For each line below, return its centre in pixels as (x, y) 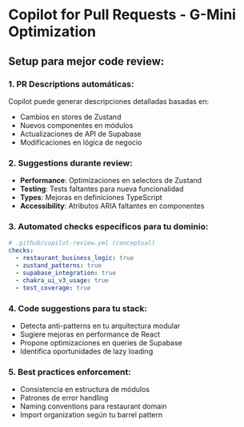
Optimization (52, 32)
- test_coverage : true (53, 288)
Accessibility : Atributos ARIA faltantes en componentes (112, 206)
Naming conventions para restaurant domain (93, 406)
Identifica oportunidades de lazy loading (86, 351)
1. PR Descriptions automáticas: (71, 84)
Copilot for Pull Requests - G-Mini (122, 15)
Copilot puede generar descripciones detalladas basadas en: (109, 101)
